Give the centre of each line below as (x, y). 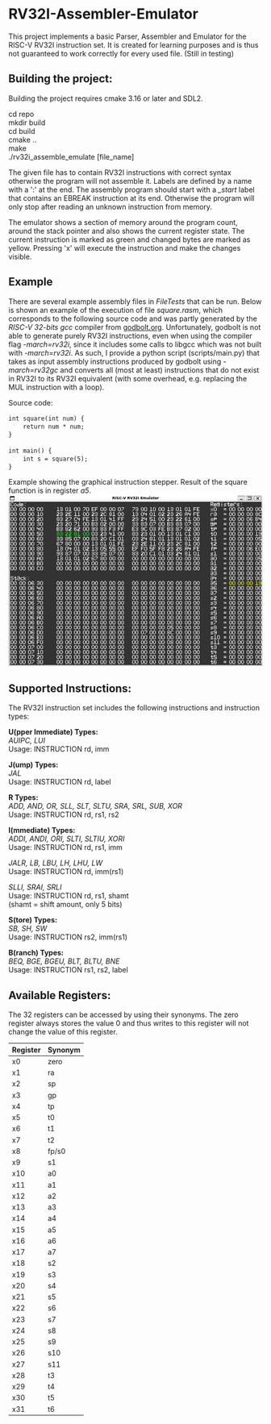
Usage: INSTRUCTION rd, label (60, 782)
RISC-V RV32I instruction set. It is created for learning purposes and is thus (133, 44)
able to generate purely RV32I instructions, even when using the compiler (130, 335)
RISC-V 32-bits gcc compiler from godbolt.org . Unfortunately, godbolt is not (135, 327)
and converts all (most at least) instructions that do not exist (160, 370)
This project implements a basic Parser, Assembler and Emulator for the (127, 36)
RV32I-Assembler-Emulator (104, 14)
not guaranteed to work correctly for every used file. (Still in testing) (121, 53)
